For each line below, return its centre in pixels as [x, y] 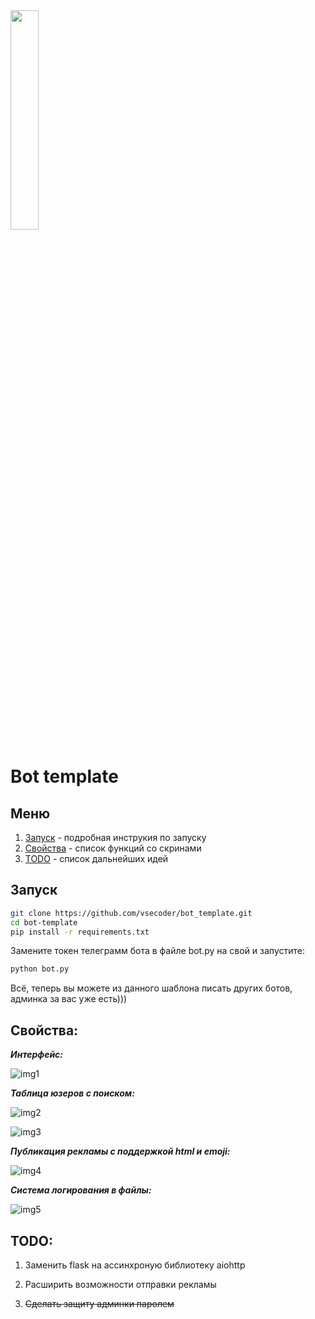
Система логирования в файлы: [81, 1190]
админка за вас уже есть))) [69, 999]
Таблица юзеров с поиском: [72, 1093]
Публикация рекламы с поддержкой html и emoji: [120, 1151]
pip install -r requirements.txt [80, 932]
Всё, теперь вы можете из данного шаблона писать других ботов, [151, 988]
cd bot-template [44, 922]
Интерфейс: [37, 1055]
